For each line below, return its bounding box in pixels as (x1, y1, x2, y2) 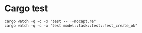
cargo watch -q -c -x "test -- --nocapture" (4, 19, 96, 24)
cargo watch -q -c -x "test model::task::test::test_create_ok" (4, 23, 138, 28)
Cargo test (4, 3, 48, 14)
